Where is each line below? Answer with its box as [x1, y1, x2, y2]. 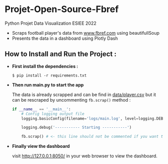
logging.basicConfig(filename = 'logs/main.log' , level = [21, 116, 139, 121]
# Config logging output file [21, 111, 85, 116]
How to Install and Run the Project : [5, 50, 117, 58]
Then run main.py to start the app [12, 81, 84, 88]
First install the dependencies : [12, 63, 78, 69]
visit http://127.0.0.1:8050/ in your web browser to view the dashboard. [12, 153, 158, 159]
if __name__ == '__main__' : [12, 107, 71, 112]
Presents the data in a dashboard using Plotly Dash [12, 35, 118, 41]
